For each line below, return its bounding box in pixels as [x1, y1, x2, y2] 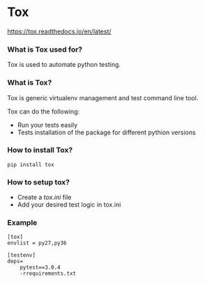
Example [7, 218, 38, 228]
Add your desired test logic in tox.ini [17, 200, 121, 209]
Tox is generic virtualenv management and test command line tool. [7, 93, 199, 102]
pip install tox [7, 161, 54, 168]
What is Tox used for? [7, 45, 82, 54]
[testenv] [7, 252, 36, 259]
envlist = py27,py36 [7, 239, 68, 247]
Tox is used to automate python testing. [7, 61, 121, 69]
